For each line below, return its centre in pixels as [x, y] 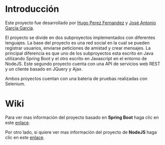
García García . [20, 28]
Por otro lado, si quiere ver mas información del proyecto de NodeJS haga [81, 132]
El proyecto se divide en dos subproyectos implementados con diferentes [80, 37]
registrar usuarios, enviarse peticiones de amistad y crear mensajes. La [78, 48]
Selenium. [15, 84]
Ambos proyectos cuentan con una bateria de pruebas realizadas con [76, 78]
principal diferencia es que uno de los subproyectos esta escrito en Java [79, 53]
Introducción [32, 9]
